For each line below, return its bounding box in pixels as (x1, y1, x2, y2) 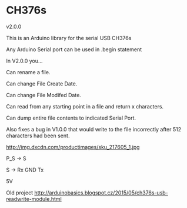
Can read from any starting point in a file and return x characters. (6, 103, 163, 110)
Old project (6, 189, 34, 196)
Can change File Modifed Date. (6, 91, 81, 98)
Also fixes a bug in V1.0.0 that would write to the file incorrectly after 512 (6, 126, 181, 133)
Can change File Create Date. (6, 80, 78, 87)
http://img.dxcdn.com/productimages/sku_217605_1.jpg (6, 143, 140, 150)
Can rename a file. (6, 68, 51, 75)
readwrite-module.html (6, 195, 62, 202)
